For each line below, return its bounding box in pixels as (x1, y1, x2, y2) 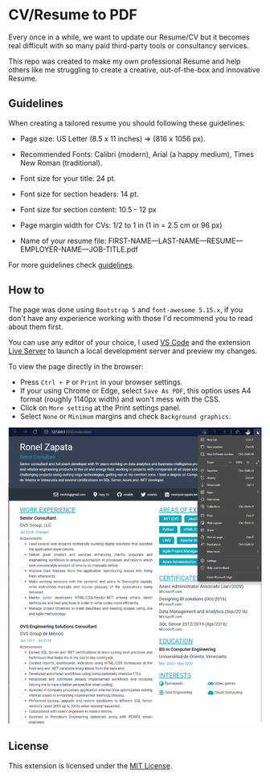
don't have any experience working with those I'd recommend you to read (8, 313, 253, 323)
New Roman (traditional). (19, 158, 103, 167)
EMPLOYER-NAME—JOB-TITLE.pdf (19, 244, 138, 254)
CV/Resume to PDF (8, 6, 138, 24)
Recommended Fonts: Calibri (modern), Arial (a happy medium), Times (19, 149, 255, 158)
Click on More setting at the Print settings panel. (19, 402, 182, 412)
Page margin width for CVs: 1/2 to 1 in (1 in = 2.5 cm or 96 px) (19, 220, 223, 230)
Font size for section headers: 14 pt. (19, 189, 139, 199)
